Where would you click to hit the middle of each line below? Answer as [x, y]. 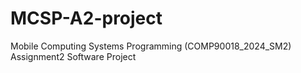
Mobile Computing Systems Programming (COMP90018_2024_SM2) [151, 46]
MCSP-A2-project [86, 18]
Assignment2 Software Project [73, 56]
